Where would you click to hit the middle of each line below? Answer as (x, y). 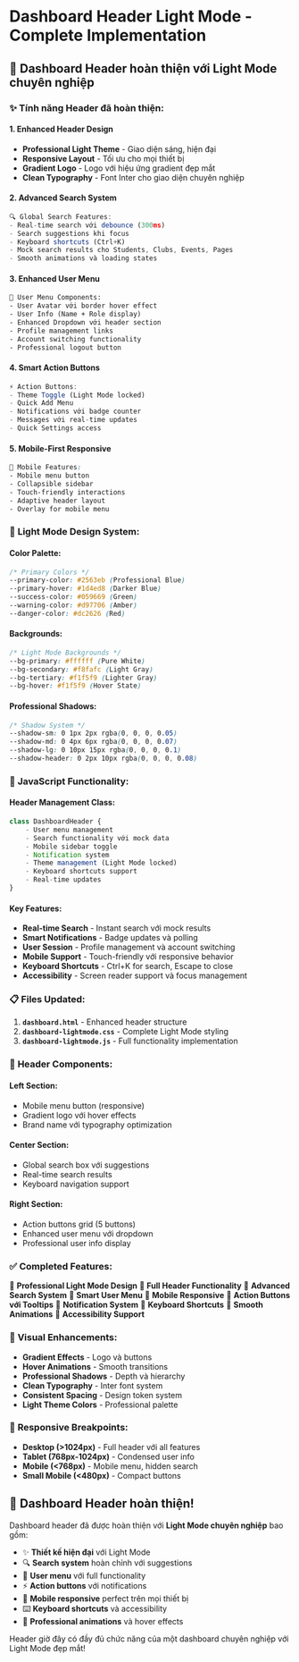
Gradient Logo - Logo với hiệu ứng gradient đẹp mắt (119, 168)
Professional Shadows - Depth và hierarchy (104, 1376)
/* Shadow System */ (48, 725)
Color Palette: (35, 553)
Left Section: (33, 1085)
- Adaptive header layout (57, 501)
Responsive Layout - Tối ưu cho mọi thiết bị (103, 158)
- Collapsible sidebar (51, 484)
